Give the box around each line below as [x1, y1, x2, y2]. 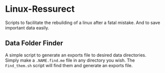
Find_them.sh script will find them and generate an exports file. [5, 62, 133, 68]
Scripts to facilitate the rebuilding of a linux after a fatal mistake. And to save [5, 20, 161, 25]
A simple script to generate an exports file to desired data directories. [5, 52, 147, 58]
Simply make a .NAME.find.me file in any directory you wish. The [5, 57, 135, 63]
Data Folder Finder [5, 39, 63, 48]
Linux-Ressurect [5, 3, 75, 15]
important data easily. [5, 24, 49, 30]
